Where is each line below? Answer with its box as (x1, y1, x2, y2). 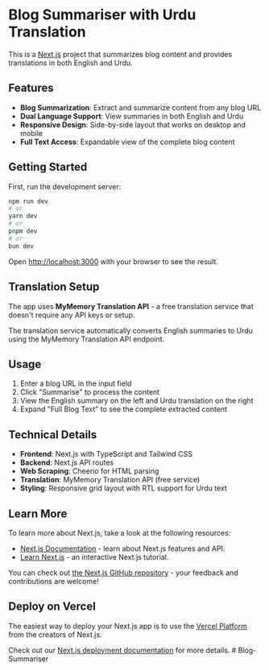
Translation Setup (8, 280, 100, 294)
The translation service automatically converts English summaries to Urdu (8, 325, 254, 335)
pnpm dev (8, 227, 38, 235)
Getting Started (8, 160, 88, 174)
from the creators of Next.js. (8, 630, 102, 639)
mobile (19, 128, 43, 138)
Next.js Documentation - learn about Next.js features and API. (19, 544, 226, 553)
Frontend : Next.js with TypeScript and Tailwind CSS (19, 449, 193, 459)
